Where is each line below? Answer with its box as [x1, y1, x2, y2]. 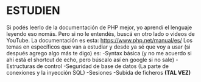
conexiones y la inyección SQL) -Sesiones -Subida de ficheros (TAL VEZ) [6, 69, 191, 76]
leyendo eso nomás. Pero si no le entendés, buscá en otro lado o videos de [6, 30, 195, 37]
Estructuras [6, 62, 35, 70]
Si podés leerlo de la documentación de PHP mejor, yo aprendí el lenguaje [6, 24, 192, 31]
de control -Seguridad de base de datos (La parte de [36, 62, 169, 70]
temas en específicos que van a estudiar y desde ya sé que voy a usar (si [6, 43, 191, 50]
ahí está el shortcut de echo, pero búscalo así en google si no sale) [6, 56, 175, 63]
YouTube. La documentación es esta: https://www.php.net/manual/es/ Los [6, 36, 193, 44]
